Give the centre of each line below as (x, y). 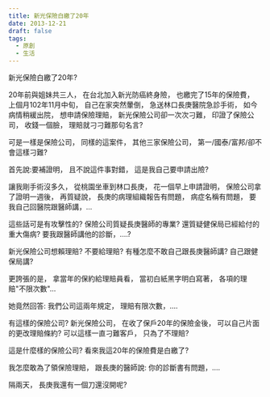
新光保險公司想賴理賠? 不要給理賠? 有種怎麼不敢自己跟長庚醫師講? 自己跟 (130, 251)
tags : (17, 38)
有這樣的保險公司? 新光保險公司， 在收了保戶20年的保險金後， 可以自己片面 (134, 323)
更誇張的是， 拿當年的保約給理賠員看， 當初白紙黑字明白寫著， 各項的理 (128, 279)
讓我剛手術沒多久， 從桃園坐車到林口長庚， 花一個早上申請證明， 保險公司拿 (135, 186)
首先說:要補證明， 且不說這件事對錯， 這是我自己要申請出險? (109, 169)
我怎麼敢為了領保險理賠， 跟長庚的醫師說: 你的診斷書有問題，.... (114, 367)
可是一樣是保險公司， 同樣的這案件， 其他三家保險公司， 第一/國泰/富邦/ (128, 142)
